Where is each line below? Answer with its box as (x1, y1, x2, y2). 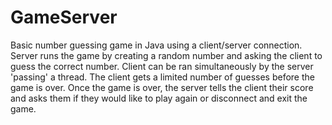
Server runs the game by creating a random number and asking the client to (10, 49, 323, 61)
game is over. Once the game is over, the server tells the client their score (10, 81, 314, 93)
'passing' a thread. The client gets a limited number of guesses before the (10, 71, 315, 83)
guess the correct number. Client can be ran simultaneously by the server (10, 60, 314, 72)
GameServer (10, 6, 118, 29)
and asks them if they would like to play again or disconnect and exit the (10, 92, 308, 104)
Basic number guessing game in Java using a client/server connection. (10, 39, 303, 51)
